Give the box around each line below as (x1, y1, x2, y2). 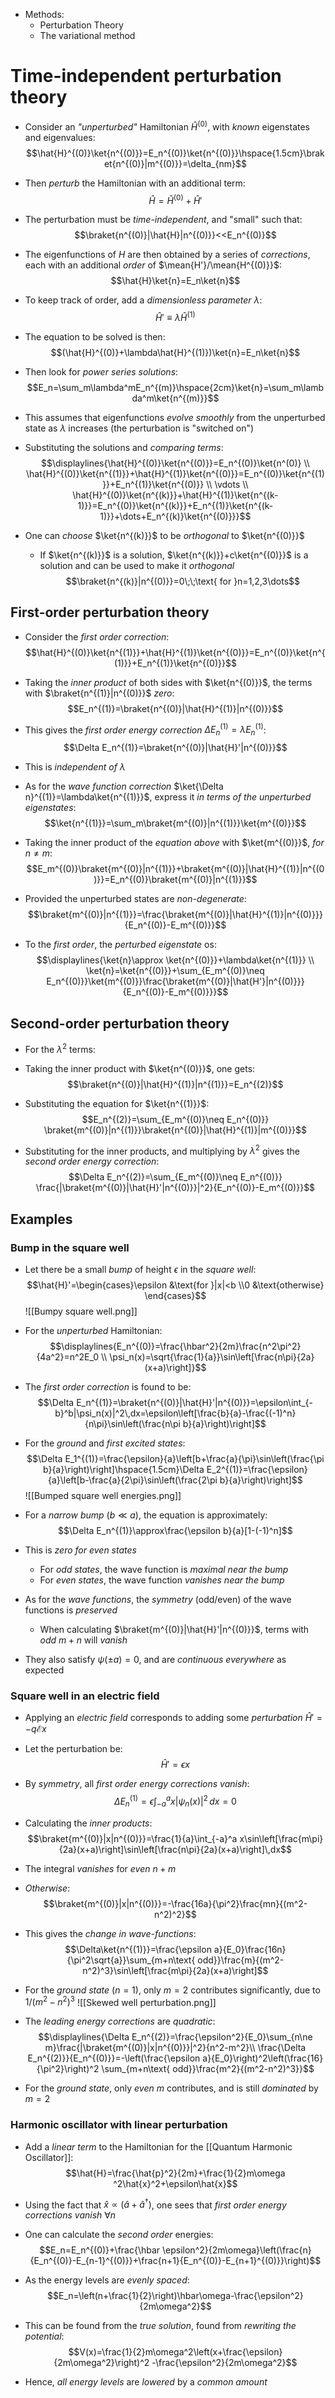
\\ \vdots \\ (206, 478, 249, 490)
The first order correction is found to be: (24, 1380, 192, 1393)
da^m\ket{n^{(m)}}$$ (131, 392, 220, 404)
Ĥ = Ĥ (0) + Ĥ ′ (148, 192, 203, 206)
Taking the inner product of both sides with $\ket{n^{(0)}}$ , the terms (24, 676, 313, 688)
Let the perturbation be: (24, 1743, 123, 1755)
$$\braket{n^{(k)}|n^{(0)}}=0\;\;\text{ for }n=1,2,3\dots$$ (65, 575, 301, 587)
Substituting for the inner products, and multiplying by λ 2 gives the (24, 1143, 300, 1157)
